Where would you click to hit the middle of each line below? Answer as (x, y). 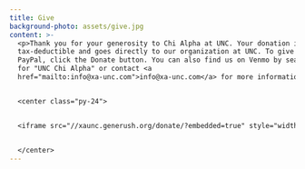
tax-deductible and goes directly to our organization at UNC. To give (156, 52)
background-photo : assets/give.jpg (77, 26)
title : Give (32, 18)
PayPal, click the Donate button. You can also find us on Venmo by (150, 60)
